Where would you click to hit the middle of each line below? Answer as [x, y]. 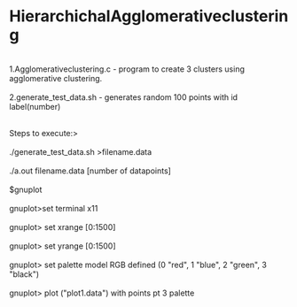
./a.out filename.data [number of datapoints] [90, 171]
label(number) [35, 106]
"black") [24, 274]
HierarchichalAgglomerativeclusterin [149, 16]
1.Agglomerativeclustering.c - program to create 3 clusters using [127, 69]
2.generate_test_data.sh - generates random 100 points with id [123, 97]
